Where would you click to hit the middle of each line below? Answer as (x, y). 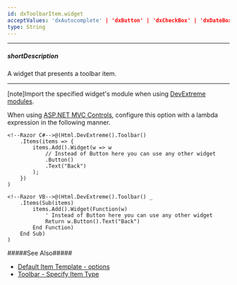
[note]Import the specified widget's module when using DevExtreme (107, 94)
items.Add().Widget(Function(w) (80, 209)
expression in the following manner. (59, 122)
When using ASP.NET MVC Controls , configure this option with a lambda (113, 115)
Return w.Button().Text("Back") (92, 222)
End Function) (53, 228)
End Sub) (33, 234)
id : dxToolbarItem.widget (45, 14)
